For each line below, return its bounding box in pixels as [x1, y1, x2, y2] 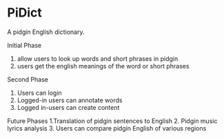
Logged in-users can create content [17, 103, 120, 111]
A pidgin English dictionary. [7, 28, 85, 36]
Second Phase [7, 75, 48, 84]
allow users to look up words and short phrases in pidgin [17, 54, 179, 63]
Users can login [17, 89, 62, 97]
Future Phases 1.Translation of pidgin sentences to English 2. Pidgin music [7, 116, 218, 125]
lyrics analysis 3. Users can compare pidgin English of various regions [7, 124, 207, 132]
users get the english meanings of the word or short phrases [17, 62, 190, 70]
